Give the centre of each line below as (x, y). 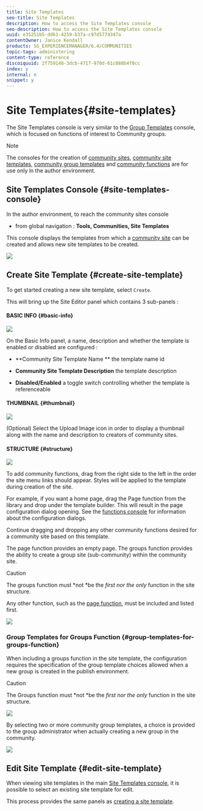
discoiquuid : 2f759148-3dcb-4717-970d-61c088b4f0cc (73, 63)
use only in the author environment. (51, 171)
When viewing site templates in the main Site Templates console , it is (93, 783)
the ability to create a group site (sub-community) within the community (97, 555)
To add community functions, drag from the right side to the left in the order (101, 474)
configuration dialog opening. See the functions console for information (96, 512)
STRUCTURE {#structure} (40, 449)
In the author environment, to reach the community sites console (87, 214)
